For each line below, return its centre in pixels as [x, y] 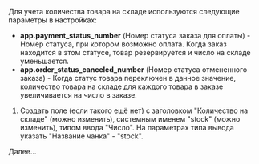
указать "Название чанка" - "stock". [81, 136]
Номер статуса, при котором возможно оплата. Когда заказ [123, 44]
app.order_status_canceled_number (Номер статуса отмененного [134, 70]
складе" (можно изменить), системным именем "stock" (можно [130, 119]
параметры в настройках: [53, 20]
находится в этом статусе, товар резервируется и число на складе [135, 52]
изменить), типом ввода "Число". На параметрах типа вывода [127, 128]
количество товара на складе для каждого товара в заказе [121, 86]
